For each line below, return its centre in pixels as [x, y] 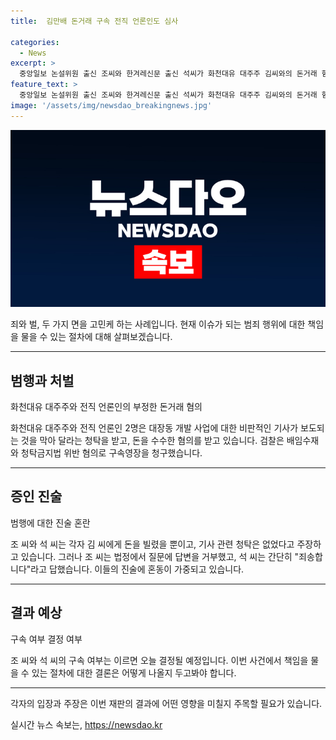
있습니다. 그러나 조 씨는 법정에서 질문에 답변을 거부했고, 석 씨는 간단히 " [160, 556]
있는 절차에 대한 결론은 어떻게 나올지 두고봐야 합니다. [134, 672]
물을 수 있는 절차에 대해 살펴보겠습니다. [96, 337]
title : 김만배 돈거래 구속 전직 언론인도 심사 [94, 21]
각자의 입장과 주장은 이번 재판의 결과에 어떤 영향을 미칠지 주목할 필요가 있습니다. [166, 703]
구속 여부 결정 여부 [46, 639]
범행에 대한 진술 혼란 [50, 522]
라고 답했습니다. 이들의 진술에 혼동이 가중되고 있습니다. [137, 569]
